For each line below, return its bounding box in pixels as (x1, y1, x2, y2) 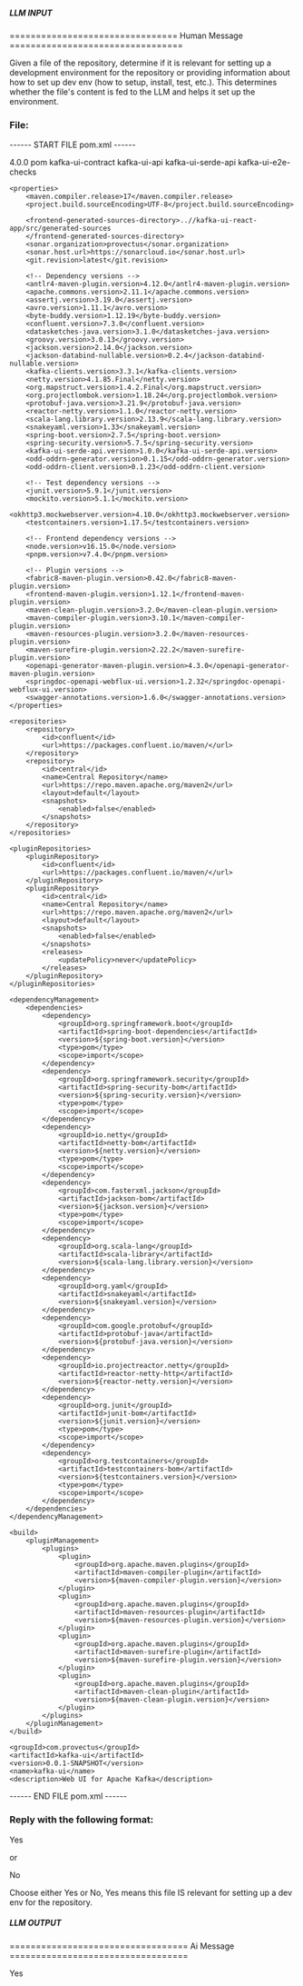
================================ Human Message (9, 30, 243, 41)
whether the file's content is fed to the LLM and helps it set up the (9, 86, 256, 97)
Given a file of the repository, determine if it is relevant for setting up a (9, 57, 272, 68)
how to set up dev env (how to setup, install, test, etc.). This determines (9, 76, 278, 87)
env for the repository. (9, 1896, 93, 1908)
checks (9, 166, 37, 177)
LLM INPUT (9, 7, 53, 18)
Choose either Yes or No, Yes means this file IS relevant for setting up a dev (9, 1887, 293, 1898)
